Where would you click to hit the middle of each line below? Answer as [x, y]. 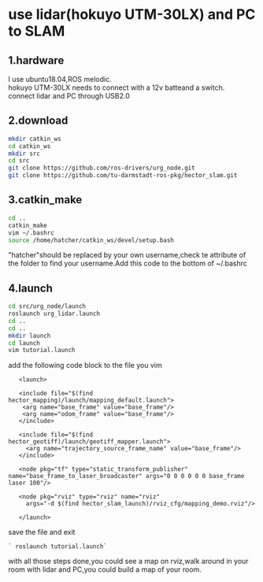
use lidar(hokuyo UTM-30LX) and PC [132, 15]
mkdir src [24, 154]
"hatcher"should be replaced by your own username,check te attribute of [127, 255]
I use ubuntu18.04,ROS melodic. [60, 79]
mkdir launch [30, 335]
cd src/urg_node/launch [47, 306]
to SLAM [37, 31]
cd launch [24, 343]
